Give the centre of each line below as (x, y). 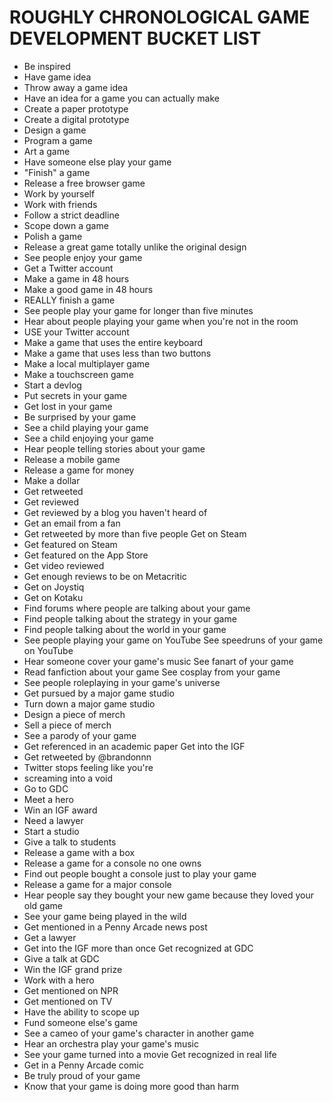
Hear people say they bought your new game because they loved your (169, 895)
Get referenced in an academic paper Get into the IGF (134, 746)
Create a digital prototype (76, 119)
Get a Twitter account (68, 268)
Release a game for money (79, 470)
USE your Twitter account (76, 332)
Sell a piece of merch (67, 725)
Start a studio (51, 831)
